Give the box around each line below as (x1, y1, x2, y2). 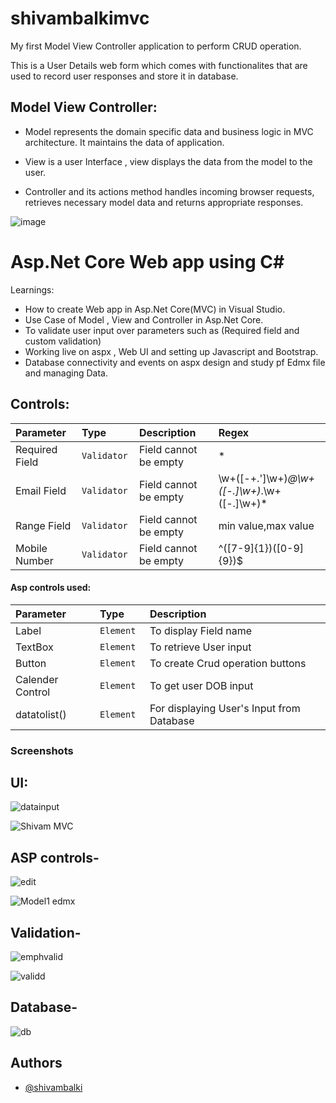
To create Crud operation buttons (149, 656, 307, 670)
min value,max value (218, 518, 315, 532)
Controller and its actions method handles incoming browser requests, (24, 185, 315, 197)
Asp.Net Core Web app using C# (10, 250, 285, 273)
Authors (10, 1055, 63, 1072)
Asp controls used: (10, 582, 92, 594)
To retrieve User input (149, 640, 252, 654)
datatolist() (15, 707, 67, 721)
